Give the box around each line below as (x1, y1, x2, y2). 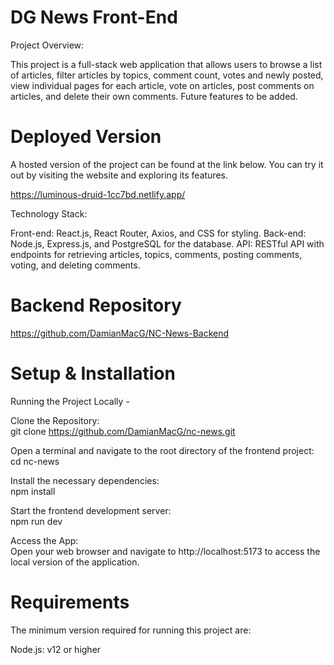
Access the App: (10, 534, 79, 546)
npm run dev (10, 515, 63, 527)
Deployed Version (10, 126, 162, 148)
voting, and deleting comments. (10, 259, 141, 271)
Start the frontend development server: (10, 504, 172, 516)
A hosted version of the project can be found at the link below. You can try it (10, 158, 324, 170)
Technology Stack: (10, 207, 88, 220)
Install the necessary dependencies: (10, 474, 160, 486)
